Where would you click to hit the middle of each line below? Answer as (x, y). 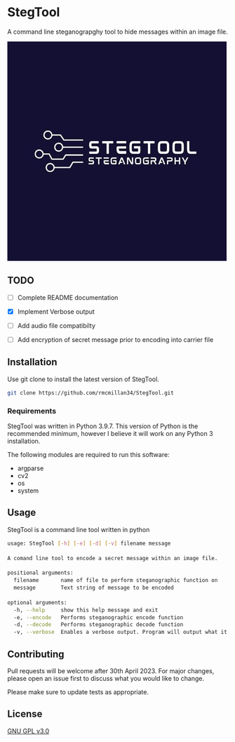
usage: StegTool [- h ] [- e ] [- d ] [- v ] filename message (89, 543)
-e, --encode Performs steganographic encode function (99, 617)
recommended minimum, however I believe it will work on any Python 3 (110, 433)
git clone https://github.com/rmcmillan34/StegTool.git (90, 393)
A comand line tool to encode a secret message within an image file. (113, 558)
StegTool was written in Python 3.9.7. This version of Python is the (103, 426)
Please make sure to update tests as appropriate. (78, 691)
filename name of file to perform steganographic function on (116, 581)
